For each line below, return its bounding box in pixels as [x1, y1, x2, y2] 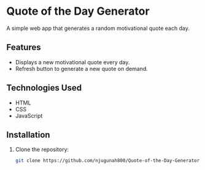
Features [6, 42, 41, 53]
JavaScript [15, 112, 43, 119]
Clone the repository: [15, 146, 69, 153]
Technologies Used [6, 83, 82, 93]
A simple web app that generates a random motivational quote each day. [6, 24, 190, 32]
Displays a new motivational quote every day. [15, 58, 130, 65]
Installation [6, 130, 50, 140]
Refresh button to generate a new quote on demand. [15, 65, 149, 72]
